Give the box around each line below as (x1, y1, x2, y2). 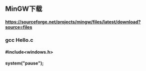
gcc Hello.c (5, 36, 33, 43)
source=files (5, 24, 32, 30)
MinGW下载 (5, 4, 42, 13)
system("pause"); (5, 60, 44, 66)
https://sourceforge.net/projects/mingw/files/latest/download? (5, 19, 141, 25)
